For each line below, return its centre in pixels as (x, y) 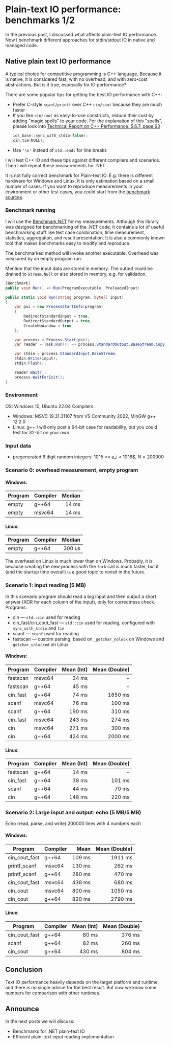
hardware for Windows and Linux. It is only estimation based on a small (80, 181)
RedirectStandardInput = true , (57, 316)
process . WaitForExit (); (40, 377)
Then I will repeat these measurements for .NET (55, 165)
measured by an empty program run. (44, 258)
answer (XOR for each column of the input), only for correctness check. (80, 602)
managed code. (22, 45)
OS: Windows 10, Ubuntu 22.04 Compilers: (50, 406)
